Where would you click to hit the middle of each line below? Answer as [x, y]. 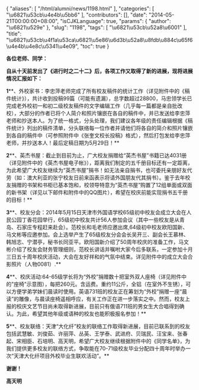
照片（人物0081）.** [36, 264]
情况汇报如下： [24, 78]
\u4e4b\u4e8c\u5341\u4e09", [43, 46]
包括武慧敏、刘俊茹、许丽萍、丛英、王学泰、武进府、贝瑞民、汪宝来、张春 [97, 333]
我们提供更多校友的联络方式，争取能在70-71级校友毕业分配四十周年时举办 [96, 348]
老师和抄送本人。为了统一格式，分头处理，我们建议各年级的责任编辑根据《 [97, 120]
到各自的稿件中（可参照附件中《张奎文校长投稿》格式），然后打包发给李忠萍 [98, 135]
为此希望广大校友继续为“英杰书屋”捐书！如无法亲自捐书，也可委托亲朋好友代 [99, 170]
